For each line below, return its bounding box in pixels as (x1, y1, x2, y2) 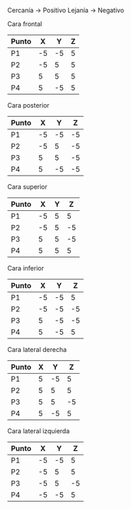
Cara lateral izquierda (7, 427, 70, 435)
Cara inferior (7, 264, 45, 272)
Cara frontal (7, 20, 42, 28)
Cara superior (7, 183, 48, 190)
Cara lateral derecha (7, 345, 67, 353)
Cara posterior (7, 101, 50, 109)
